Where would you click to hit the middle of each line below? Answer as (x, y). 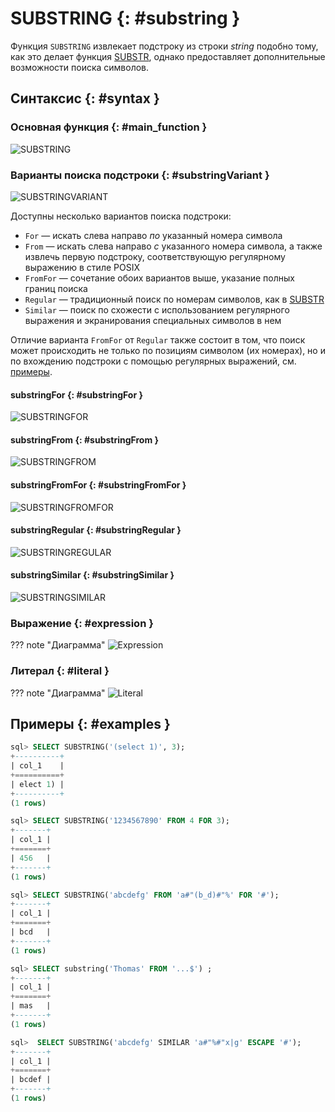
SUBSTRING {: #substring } (125, 18)
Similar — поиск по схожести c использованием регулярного (157, 309)
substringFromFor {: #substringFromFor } (98, 484)
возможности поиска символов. (80, 67)
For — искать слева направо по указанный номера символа (153, 235)
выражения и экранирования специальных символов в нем (153, 320)
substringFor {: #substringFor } (76, 394)
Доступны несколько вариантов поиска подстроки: (121, 216)
